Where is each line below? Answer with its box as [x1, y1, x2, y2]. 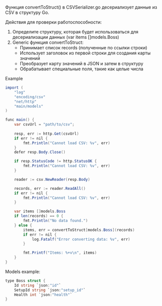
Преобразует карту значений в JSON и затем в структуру [19, 61, 144, 66]
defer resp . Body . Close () [14, 150, 66, 155]
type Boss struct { [5, 278, 46, 283]
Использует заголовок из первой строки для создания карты [19, 50, 151, 56]
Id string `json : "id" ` [14, 283, 61, 288]
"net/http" [14, 99, 37, 104]
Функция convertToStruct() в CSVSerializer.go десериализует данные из [5, 4, 158, 10]
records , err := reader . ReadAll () [14, 186, 86, 191]
